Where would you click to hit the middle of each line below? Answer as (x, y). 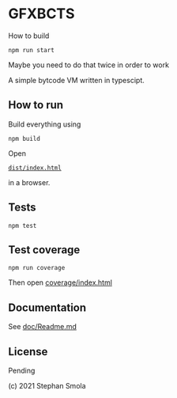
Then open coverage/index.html (60, 282)
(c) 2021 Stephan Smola (47, 386)
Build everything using (45, 124)
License (28, 352)
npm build (24, 138)
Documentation (47, 307)
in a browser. (29, 182)
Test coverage (44, 250)
